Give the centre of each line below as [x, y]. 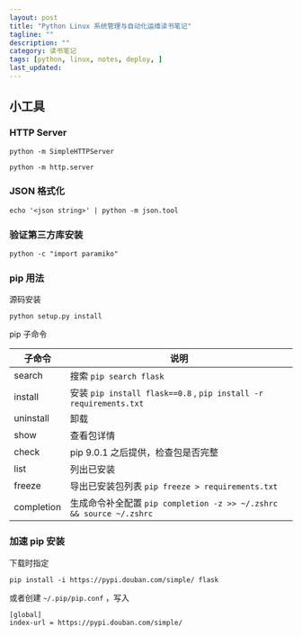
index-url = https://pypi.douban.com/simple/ [96, 623]
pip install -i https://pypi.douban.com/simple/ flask [114, 580]
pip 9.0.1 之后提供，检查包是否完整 [144, 452]
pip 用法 [27, 278]
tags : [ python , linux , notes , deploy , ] [86, 59]
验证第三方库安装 [46, 235]
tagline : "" [31, 34]
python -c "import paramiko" [64, 254]
